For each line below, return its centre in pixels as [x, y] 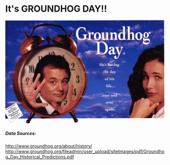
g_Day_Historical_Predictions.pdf [40, 157]
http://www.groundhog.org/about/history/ [49, 146]
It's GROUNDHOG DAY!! [56, 9]
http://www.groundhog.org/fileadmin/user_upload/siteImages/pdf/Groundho [85, 152]
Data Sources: [21, 133]
